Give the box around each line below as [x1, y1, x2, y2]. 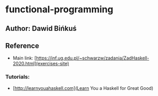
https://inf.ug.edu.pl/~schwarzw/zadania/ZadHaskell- [35, 55, 150, 61]
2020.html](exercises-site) [12, 61, 69, 67]
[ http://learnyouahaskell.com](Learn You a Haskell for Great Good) [12, 85, 153, 91]
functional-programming [5, 4, 114, 15]
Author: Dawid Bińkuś [5, 24, 77, 33]
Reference [5, 41, 39, 50]
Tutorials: [5, 73, 30, 81]
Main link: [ [12, 55, 36, 61]
